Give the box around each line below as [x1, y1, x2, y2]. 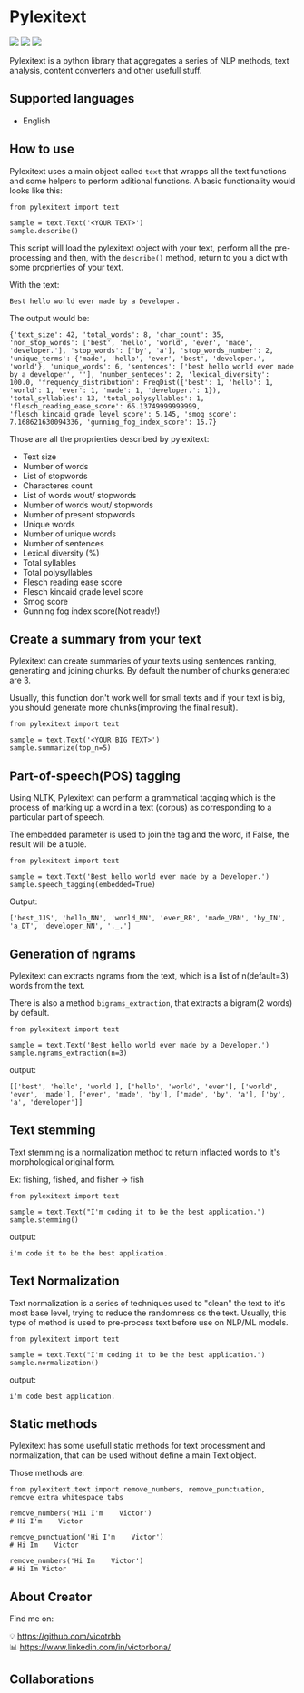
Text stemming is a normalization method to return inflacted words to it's [9, 1147, 281, 1157]
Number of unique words [22, 528, 116, 539]
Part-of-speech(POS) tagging [9, 768, 181, 783]
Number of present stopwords [22, 508, 136, 519]
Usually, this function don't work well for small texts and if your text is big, [9, 693, 286, 704]
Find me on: [9, 1613, 54, 1624]
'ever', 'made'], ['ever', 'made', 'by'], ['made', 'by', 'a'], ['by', [9, 1090, 286, 1099]
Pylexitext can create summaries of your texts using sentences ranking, [9, 655, 277, 666]
